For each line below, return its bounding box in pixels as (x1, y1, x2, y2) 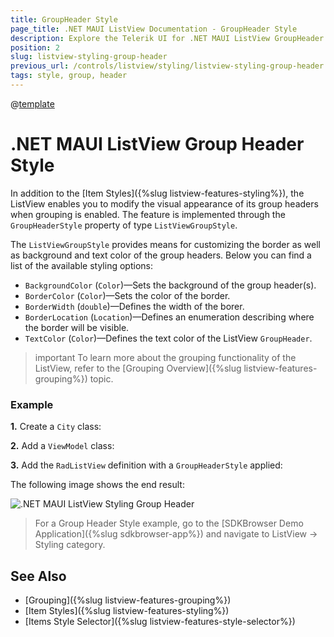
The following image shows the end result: (10, 479, 185, 491)
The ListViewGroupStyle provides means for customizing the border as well (10, 238, 321, 250)
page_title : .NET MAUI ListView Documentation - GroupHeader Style (10, 24, 298, 34)
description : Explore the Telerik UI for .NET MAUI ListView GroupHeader (10, 33, 325, 43)
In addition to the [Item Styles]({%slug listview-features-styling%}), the (10, 187, 305, 199)
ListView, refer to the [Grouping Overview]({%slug (34, 362, 242, 374)
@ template (10, 97, 55, 110)
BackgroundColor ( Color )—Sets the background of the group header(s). (24, 279, 317, 291)
